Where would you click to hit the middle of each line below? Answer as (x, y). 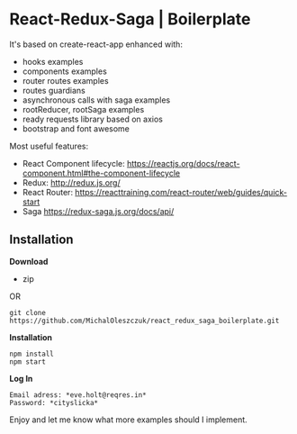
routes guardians (54, 90)
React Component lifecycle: (73, 163)
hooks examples (53, 61)
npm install (31, 354)
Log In (21, 378)
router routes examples (66, 80)
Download (29, 261)
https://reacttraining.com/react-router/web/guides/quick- (181, 192)
